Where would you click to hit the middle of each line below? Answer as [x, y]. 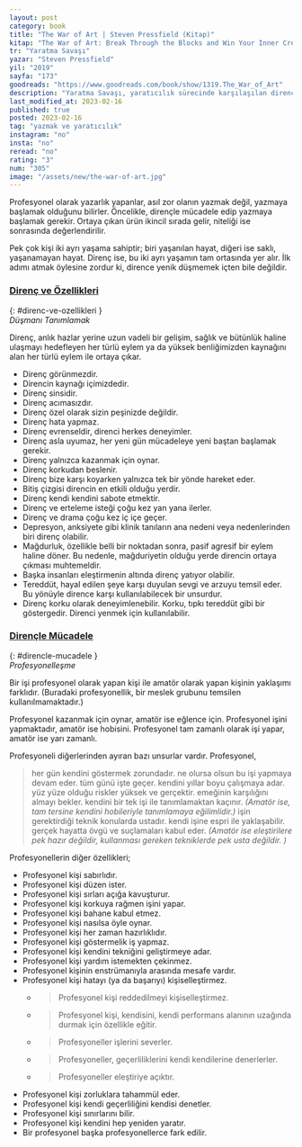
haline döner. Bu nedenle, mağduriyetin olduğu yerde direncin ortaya [149, 555]
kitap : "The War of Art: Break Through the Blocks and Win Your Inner [144, 43]
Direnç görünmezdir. [60, 373]
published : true [40, 110]
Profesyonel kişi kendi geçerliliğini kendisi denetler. [117, 1104]
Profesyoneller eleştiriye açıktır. [116, 1077]
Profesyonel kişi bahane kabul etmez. [92, 913]
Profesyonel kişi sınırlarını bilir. [78, 1113]
